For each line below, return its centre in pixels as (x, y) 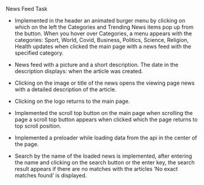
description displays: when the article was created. (78, 71)
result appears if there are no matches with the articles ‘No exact (96, 169)
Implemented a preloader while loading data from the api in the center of (106, 138)
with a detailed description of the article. (65, 89)
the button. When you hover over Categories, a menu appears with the (103, 33)
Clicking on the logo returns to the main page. (72, 101)
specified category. (39, 53)
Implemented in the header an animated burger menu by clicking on (100, 20)
